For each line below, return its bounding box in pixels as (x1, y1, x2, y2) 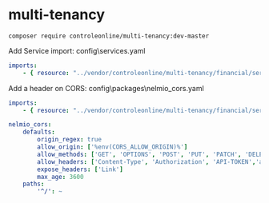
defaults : (22, 128, 56, 137)
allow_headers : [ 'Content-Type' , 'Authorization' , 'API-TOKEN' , (37, 157, 256, 165)
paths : (22, 180, 45, 189)
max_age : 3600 (37, 173, 84, 181)
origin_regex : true (37, 136, 102, 144)
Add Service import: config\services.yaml (8, 46, 146, 55)
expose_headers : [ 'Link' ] (37, 165, 124, 173)
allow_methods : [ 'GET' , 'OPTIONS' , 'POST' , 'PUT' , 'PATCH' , (37, 150, 242, 158)
